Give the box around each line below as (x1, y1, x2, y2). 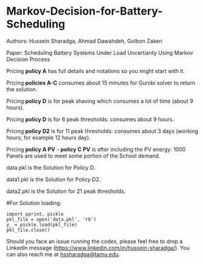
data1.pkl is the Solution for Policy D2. (6, 175, 101, 183)
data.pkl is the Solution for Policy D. (6, 164, 96, 171)
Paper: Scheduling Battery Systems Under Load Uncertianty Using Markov (6, 49, 194, 56)
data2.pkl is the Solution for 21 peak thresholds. (6, 187, 126, 195)
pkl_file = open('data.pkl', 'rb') (6, 216, 97, 223)
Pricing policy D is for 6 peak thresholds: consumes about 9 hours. (6, 116, 175, 123)
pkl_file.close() (6, 227, 51, 233)
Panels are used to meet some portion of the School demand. (6, 152, 160, 159)
